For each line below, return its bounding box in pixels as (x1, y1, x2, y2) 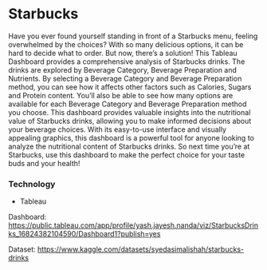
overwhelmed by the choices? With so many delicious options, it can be (8, 39, 244, 49)
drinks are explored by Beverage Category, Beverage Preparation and (8, 65, 238, 74)
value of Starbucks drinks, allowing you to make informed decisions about (8, 116, 252, 125)
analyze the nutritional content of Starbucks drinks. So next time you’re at (8, 141, 250, 151)
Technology (8, 178, 56, 189)
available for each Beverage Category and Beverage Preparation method (8, 99, 247, 109)
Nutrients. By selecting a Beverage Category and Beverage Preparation (8, 73, 242, 83)
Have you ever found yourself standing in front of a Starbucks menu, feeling (8, 31, 258, 41)
